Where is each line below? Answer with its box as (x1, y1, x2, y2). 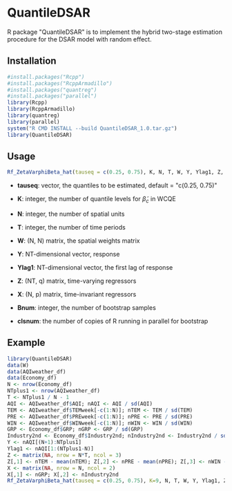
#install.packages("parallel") (7, 93, 97, 100)
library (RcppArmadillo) (7, 106, 76, 113)
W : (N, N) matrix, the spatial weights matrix (17, 237, 140, 245)
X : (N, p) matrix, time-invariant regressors (17, 290, 137, 298)
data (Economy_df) (7, 375, 57, 382)
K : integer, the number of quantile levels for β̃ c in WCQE (17, 195, 176, 205)
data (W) (7, 362, 30, 369)
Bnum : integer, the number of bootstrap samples (17, 303, 157, 312)
